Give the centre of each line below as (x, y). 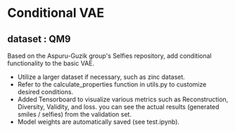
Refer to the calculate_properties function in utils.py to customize (112, 84)
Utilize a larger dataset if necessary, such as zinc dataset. (101, 77)
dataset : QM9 (39, 39)
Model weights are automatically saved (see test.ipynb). (99, 122)
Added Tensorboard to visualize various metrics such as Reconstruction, (123, 99)
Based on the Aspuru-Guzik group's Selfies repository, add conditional (110, 56)
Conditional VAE (56, 13)
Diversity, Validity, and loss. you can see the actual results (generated (118, 107)
